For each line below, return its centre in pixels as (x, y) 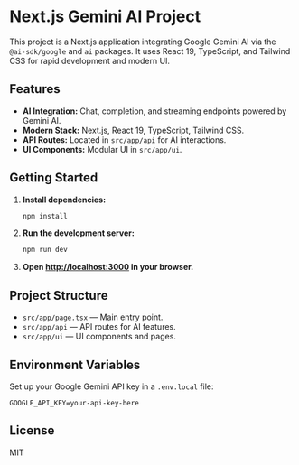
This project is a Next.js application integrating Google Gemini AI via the (143, 42)
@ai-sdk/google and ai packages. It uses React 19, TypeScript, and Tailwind (150, 51)
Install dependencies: (64, 200)
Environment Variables (75, 364)
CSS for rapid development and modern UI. (89, 60)
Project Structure (59, 295)
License (32, 431)
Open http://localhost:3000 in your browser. (108, 267)
